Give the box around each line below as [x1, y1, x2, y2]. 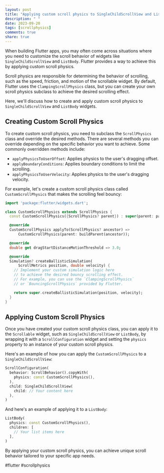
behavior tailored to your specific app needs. [5, 452, 95, 458]
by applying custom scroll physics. [5, 63, 75, 69]
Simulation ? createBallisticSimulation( [9, 259, 93, 263]
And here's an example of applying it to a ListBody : [5, 406, 107, 412]
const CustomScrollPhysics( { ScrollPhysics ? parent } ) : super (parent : [9, 214, 154, 219]
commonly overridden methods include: [5, 146, 85, 152]
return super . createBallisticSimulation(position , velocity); [14, 290, 143, 295]
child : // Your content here [14, 388, 73, 393]
